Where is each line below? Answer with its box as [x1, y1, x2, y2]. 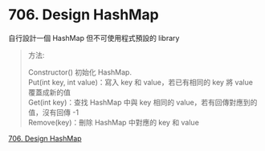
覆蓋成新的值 [27, 87, 71, 97]
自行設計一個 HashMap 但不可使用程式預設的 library [8, 33, 180, 43]
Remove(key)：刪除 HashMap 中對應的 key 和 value [27, 117, 199, 127]
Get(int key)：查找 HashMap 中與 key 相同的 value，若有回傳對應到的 [27, 97, 258, 107]
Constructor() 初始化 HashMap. [27, 67, 132, 77]
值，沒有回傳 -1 [27, 107, 79, 117]
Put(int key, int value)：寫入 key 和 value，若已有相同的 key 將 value [27, 77, 253, 87]
